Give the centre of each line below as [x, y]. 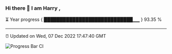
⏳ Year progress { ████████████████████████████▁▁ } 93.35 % [84, 19]
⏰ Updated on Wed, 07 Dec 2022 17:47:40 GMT [56, 36]
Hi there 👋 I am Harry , [33, 8]
